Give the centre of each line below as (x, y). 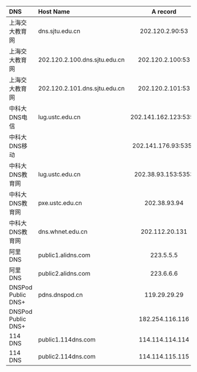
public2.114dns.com (67, 356)
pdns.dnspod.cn (60, 295)
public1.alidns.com (64, 255)
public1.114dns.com (67, 339)
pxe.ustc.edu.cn (60, 203)
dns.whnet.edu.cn (63, 232)
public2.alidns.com (64, 274)
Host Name (54, 11)
